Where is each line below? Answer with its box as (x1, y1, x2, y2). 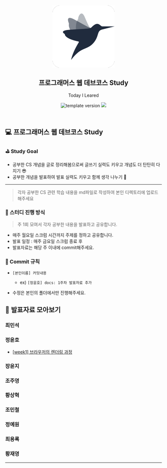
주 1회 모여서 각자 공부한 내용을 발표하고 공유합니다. (17, 221, 118, 227)
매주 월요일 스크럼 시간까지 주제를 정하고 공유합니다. (12, 232, 113, 238)
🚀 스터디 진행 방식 (5, 209, 45, 216)
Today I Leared (68, 92, 99, 98)
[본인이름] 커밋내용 (12, 271, 47, 276)
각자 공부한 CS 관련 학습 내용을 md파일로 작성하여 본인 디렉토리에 (17, 189, 146, 195)
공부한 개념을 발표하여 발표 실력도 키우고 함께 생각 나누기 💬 (12, 174, 127, 180)
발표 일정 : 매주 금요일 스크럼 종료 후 (12, 238, 83, 244)
